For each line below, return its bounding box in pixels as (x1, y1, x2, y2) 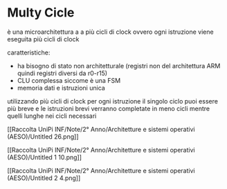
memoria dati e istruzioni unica (17, 83, 105, 92)
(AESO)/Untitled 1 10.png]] (7, 153, 82, 161)
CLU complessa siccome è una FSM (17, 76, 121, 84)
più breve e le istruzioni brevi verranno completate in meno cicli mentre (7, 104, 210, 112)
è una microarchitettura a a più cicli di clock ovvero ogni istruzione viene (7, 28, 214, 36)
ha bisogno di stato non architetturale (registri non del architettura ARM (17, 61, 221, 70)
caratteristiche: (7, 48, 51, 57)
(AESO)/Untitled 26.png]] (7, 132, 79, 141)
